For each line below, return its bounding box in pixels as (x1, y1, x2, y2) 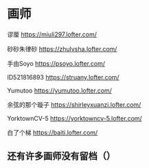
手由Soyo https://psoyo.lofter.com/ (7, 59, 105, 67)
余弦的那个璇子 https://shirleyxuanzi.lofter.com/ (7, 100, 141, 108)
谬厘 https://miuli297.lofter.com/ (7, 30, 98, 38)
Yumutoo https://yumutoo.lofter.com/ (7, 86, 112, 95)
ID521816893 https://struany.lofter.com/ (7, 73, 119, 81)
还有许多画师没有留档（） (7, 150, 115, 162)
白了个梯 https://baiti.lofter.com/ (7, 128, 98, 136)
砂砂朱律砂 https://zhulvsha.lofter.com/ (7, 45, 117, 53)
